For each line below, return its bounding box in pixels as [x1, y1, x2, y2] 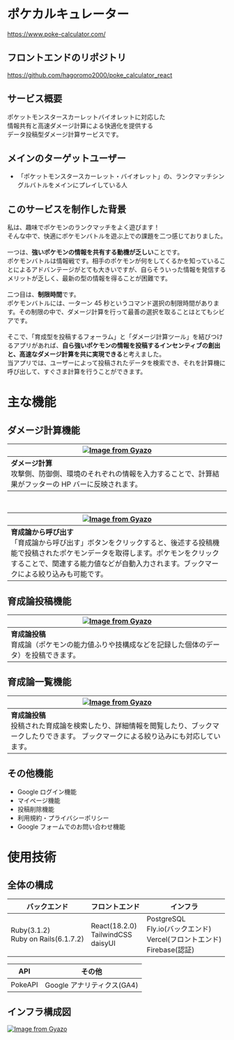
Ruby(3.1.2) [10, 925, 51, 935]
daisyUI [91, 938, 116, 948]
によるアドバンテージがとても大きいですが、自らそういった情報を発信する [13, 266, 226, 274]
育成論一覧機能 [7, 676, 72, 688]
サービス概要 [7, 93, 63, 105]
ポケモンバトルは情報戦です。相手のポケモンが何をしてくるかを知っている [7, 257, 220, 265]
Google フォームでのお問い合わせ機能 [17, 822, 125, 831]
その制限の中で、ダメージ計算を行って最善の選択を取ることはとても [18, 308, 213, 316]
